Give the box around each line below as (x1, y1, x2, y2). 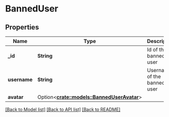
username (8, 76, 33, 83)
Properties (5, 23, 39, 31)
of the (146, 73, 161, 80)
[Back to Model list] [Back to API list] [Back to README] (5, 106, 121, 112)
